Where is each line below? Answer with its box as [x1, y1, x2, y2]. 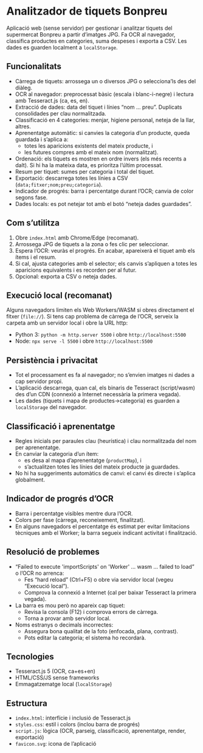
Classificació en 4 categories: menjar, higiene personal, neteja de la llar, [15, 116, 195, 123]
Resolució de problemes [6, 547, 100, 557]
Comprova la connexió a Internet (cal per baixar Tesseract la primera [24, 588, 196, 596]
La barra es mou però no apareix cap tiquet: [15, 602, 126, 609]
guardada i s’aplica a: [15, 136, 69, 143]
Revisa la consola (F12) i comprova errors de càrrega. [24, 608, 159, 615]
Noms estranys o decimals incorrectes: [15, 621, 114, 628]
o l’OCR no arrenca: [15, 569, 64, 577]
